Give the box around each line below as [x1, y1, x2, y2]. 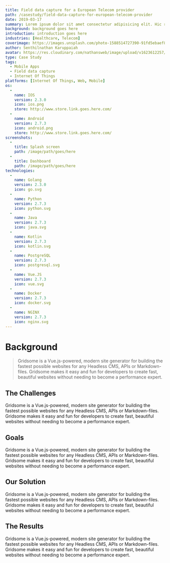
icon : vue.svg [14, 281, 44, 287]
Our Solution [5, 478, 46, 486]
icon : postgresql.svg [14, 263, 60, 268]
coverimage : [5, 41, 30, 46]
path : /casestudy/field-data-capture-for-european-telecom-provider [5, 12, 153, 17]
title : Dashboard [14, 159, 51, 164]
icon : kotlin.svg [14, 243, 51, 249]
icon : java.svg [14, 225, 47, 230]
